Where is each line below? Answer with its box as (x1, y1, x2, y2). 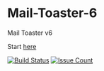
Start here (7, 42, 37, 50)
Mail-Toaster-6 (7, 5, 98, 21)
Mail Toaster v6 (7, 28, 53, 37)
